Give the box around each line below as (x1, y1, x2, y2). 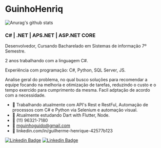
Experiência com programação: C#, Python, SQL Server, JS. (5, 67, 126, 73)
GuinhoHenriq (5, 3, 63, 15)
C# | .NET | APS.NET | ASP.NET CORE (5, 32, 96, 39)
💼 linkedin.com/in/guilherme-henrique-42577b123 (12, 128, 113, 134)
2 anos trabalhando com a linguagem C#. (5, 58, 88, 64)
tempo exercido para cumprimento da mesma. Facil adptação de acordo (5, 87, 150, 93)
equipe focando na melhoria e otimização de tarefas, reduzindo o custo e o (5, 82, 156, 88)
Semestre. (5, 48, 26, 54)
